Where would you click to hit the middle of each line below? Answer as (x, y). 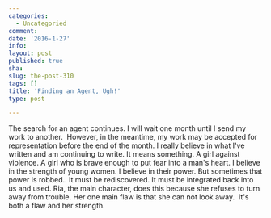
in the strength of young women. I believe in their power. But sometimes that (135, 171)
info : (17, 46)
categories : (28, 16)
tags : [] (23, 83)
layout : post (30, 53)
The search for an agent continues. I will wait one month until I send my (127, 128)
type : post (27, 99)
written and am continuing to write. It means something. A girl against (124, 154)
